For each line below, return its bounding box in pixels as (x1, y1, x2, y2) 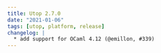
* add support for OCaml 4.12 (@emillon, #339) (13, 36, 155, 43)
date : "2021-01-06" (7, 17, 64, 23)
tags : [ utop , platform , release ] (7, 23, 105, 30)
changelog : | (7, 29, 45, 36)
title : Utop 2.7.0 (7, 10, 61, 17)
